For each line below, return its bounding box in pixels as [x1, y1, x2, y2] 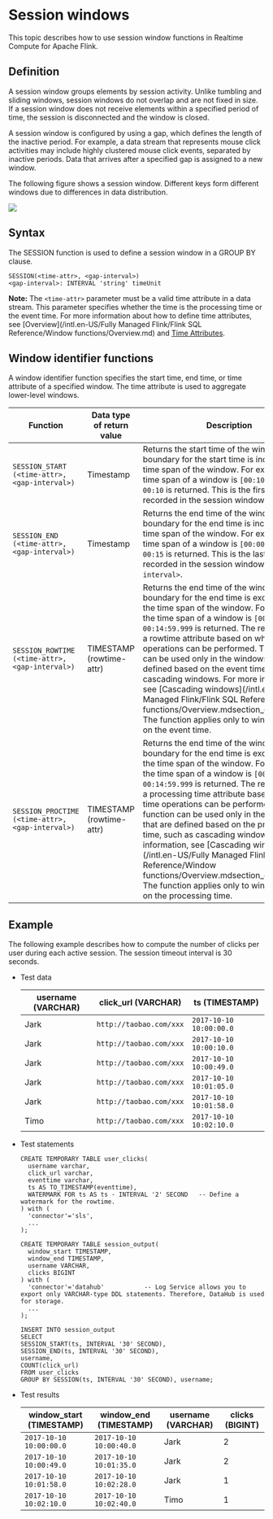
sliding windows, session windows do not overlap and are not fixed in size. [8, 95, 258, 105]
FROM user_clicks [19, 1368, 80, 1377]
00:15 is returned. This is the [142, 548, 251, 560]
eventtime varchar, [28, 1176, 93, 1185]
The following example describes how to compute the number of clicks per [8, 940, 260, 949]
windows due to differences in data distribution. [8, 187, 168, 197]
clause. [8, 256, 33, 266]
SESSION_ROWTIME [12, 646, 76, 656]
